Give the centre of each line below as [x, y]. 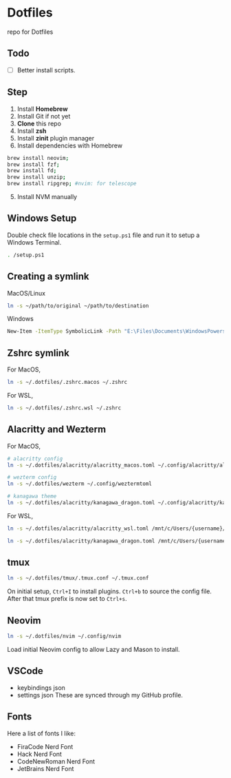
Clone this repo [39, 123]
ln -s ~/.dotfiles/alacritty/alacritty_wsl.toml [78, 529]
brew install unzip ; [37, 177]
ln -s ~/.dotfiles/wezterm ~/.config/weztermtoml [80, 484]
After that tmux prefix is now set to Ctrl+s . [67, 599]
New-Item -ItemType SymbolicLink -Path [64, 331]
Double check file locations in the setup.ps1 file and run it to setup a [103, 235]
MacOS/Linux [26, 293]
